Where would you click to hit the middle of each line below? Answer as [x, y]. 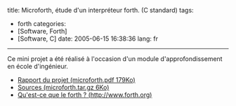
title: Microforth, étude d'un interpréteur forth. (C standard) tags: [101, 10]
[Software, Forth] [42, 31]
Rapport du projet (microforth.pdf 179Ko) [76, 80]
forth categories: [42, 24]
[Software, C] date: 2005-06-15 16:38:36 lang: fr [87, 39]
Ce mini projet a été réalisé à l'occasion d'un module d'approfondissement [115, 59]
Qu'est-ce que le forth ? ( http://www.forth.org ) [85, 95]
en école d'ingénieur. [38, 66]
